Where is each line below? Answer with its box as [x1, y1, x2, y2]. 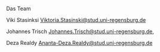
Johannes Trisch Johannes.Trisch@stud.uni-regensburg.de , [6, 28, 154, 35]
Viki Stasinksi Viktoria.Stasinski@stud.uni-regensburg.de [6, 17, 146, 23]
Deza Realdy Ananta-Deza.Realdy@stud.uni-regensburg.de [6, 40, 153, 46]
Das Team [6, 5, 31, 12]
